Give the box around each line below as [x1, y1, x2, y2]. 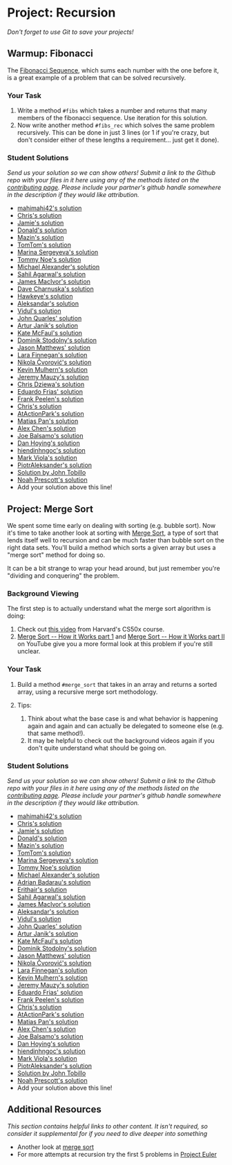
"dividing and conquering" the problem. [7, 571, 120, 580]
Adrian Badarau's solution [17, 878, 91, 887]
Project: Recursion [7, 5, 116, 21]
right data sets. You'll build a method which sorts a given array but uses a [7, 544, 216, 552]
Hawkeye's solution [17, 292, 73, 301]
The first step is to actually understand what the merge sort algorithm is [7, 605, 211, 613]
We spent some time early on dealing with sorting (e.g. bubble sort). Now [7, 522, 216, 530]
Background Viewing [7, 589, 79, 598]
